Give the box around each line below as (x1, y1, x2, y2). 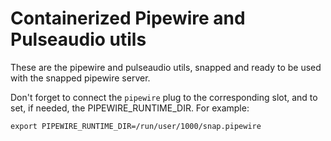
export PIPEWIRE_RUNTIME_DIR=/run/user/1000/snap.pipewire (10, 121, 262, 131)
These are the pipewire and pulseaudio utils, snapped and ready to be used (10, 61, 322, 73)
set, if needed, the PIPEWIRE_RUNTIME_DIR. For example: (10, 102, 250, 114)
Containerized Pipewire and (10, 7, 246, 30)
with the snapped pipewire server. (10, 72, 151, 84)
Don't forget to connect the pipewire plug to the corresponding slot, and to (10, 91, 318, 103)
